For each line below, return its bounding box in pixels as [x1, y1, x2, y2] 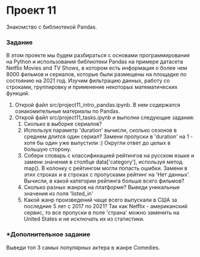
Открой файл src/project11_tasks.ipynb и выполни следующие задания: [14, 114, 195, 121]
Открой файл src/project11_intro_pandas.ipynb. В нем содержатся [14, 101, 181, 109]
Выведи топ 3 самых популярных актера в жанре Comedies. [6, 244, 160, 251]
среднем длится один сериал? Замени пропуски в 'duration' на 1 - [23, 133, 193, 140]
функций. [6, 90, 30, 97]
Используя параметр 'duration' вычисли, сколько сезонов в [23, 126, 177, 134]
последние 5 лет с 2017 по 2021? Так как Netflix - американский [23, 203, 188, 210]
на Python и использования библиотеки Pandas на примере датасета [6, 58, 183, 66]
